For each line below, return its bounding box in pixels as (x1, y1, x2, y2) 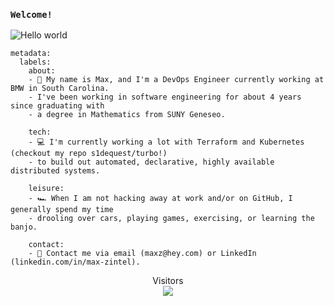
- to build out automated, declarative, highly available (28, 157, 275, 168)
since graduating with (10, 101, 105, 111)
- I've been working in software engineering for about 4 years (28, 92, 302, 103)
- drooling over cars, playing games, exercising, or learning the (28, 214, 315, 224)
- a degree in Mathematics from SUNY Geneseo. (28, 110, 226, 120)
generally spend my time (10, 205, 114, 215)
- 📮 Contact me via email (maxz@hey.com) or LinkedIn (28, 249, 257, 259)
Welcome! (10, 9, 53, 20)
